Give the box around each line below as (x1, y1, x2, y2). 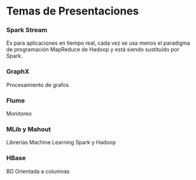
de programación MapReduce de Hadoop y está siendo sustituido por (6, 46, 180, 53)
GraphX (6, 68, 30, 76)
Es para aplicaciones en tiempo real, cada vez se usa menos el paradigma (6, 39, 191, 47)
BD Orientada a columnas (6, 167, 70, 175)
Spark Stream (6, 26, 48, 34)
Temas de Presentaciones (6, 4, 139, 18)
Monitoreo (6, 110, 32, 117)
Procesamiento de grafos (6, 81, 69, 88)
